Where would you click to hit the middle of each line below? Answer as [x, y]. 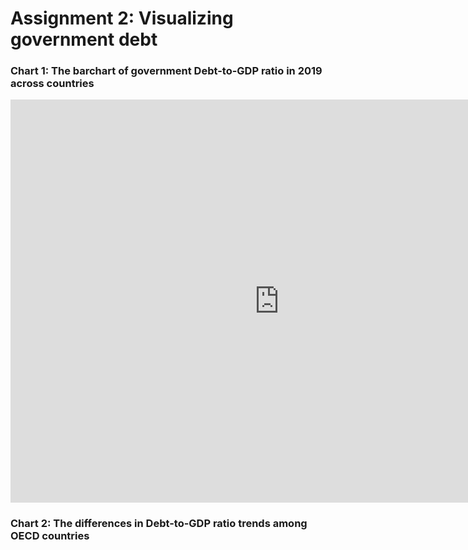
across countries [52, 84]
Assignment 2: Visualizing [122, 18]
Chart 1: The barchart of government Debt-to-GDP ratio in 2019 [166, 71]
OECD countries [50, 536]
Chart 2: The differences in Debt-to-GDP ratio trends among [159, 524]
